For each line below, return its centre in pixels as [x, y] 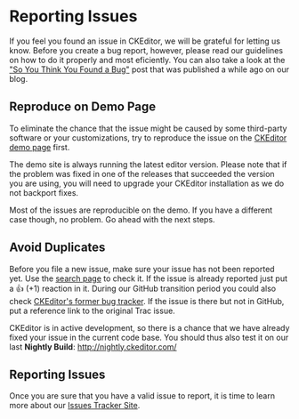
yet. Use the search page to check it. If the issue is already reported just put [148, 278]
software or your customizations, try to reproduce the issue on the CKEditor [148, 137]
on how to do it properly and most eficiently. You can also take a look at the [147, 60]
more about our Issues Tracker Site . [75, 406]
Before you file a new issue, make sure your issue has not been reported [142, 269]
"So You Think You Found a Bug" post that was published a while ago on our [149, 69]
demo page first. [40, 147]
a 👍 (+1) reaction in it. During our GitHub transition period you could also [143, 288]
